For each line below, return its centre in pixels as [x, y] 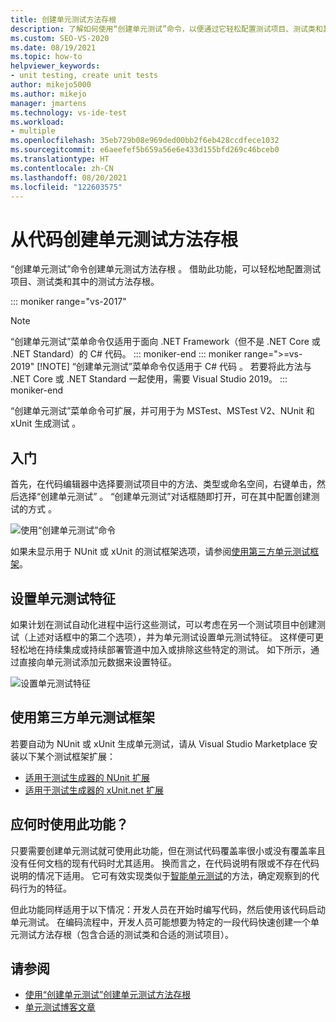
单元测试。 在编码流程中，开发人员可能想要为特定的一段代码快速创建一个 [160, 922]
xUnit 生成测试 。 [46, 423]
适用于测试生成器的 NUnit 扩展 [87, 777]
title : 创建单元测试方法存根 [63, 19]
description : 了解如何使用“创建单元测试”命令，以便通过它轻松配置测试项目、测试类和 [166, 29]
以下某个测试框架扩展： [67, 756]
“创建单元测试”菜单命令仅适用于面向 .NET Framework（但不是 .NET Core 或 [165, 342]
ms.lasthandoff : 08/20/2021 [69, 177]
